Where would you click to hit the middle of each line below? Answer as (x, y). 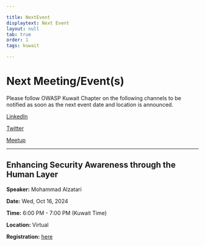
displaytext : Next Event (38, 23)
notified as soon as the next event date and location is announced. (90, 104)
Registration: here (30, 236)
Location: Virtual (27, 225)
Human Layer (32, 175)
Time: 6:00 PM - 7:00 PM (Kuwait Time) (57, 213)
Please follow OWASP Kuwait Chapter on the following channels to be (94, 98)
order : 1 (17, 40)
